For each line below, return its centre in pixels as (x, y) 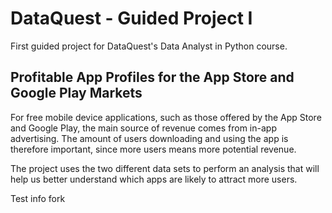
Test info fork (38, 198)
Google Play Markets (76, 93)
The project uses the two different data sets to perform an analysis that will (165, 168)
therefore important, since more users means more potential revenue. (153, 149)
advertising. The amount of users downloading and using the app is (149, 138)
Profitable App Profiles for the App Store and (152, 77)
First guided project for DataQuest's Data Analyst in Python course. (149, 46)
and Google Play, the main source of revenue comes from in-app (143, 128)
